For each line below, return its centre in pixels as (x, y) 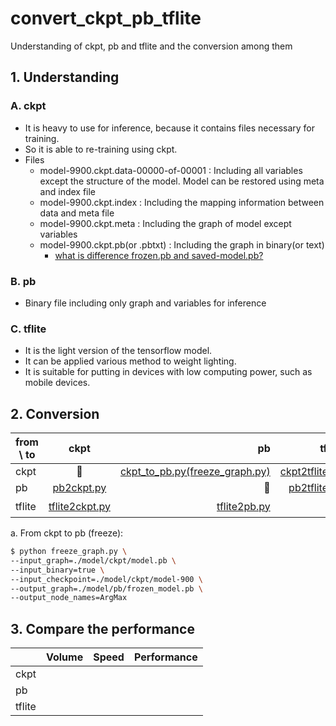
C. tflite (28, 329)
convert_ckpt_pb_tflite (106, 18)
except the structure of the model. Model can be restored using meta (182, 181)
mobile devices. (57, 383)
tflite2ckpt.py (79, 506)
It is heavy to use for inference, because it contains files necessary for (170, 128)
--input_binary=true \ (57, 570)
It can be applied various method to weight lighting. (130, 361)
